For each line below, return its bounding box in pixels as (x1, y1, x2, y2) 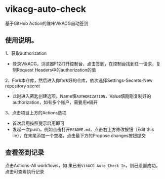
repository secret (5, 83, 41, 89)
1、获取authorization (5, 50, 47, 56)
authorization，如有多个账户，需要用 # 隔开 (12, 99, 98, 105)
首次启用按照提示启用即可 (12, 120, 65, 126)
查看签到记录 (5, 148, 44, 157)
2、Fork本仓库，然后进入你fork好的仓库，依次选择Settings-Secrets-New (5, 77, 153, 83)
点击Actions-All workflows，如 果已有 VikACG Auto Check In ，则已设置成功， (5, 162, 161, 168)
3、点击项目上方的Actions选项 (5, 109, 67, 115)
